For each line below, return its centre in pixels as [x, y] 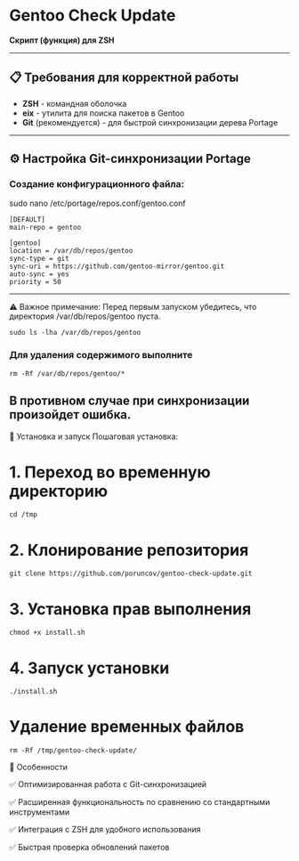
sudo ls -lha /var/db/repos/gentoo [75, 333]
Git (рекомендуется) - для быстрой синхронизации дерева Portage [150, 122]
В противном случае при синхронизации [129, 401]
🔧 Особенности [39, 768]
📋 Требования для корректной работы [124, 78]
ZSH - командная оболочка [74, 103]
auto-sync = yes [39, 274]
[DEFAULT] [28, 220]
